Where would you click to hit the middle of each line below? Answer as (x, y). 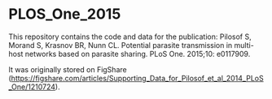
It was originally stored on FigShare (68, 69)
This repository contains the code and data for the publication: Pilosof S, (130, 37)
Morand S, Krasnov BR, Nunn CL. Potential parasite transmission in (121, 45)
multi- (244, 45)
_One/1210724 (32, 87)
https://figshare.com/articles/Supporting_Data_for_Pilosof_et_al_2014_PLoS (137, 78)
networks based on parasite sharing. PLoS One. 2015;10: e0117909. (138, 54)
